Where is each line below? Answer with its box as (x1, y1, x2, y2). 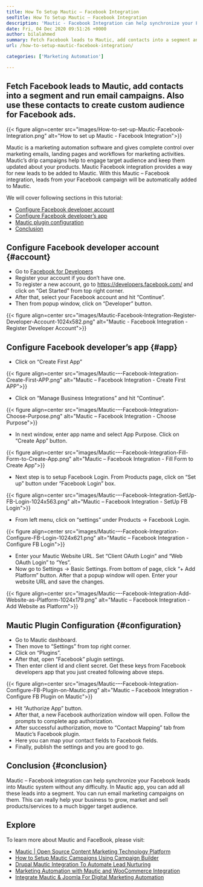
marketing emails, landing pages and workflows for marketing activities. (6, 150, 185, 157)
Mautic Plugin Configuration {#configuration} (6, 620, 182, 631)
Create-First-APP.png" (6, 376, 63, 384)
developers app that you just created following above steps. (14, 669, 164, 675)
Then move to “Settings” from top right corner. (14, 643, 131, 650)
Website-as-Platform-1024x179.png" (6, 596, 98, 603)
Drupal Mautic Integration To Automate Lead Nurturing (14, 860, 151, 868)
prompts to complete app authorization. (14, 718, 114, 724)
